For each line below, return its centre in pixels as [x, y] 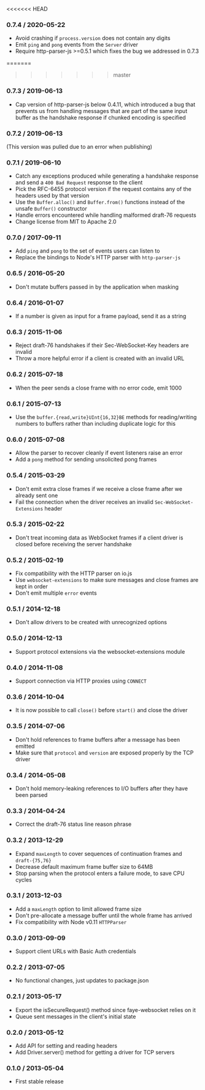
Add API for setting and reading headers [66, 1046]
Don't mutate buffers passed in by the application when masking [97, 287]
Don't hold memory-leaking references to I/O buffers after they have [102, 788]
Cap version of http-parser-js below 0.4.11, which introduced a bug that [105, 104]
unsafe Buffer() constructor [51, 209]
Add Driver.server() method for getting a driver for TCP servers [95, 1053]
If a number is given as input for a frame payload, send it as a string [101, 316]
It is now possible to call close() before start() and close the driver [101, 710]
